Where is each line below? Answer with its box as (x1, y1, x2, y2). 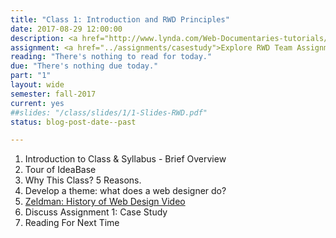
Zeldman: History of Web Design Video (24, 196, 186, 208)
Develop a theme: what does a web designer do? (24, 185, 227, 197)
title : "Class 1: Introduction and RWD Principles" (10, 14, 230, 25)
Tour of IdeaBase (24, 164, 97, 176)
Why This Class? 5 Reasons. (24, 174, 142, 186)
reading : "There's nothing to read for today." (10, 52, 213, 62)
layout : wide (10, 80, 65, 90)
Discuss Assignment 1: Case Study (24, 206, 168, 218)
